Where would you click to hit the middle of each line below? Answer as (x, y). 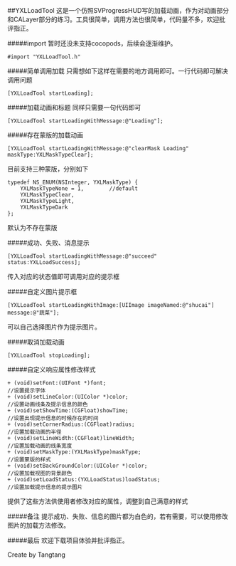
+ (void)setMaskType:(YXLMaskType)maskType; (74, 452)
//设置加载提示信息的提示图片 (45, 487)
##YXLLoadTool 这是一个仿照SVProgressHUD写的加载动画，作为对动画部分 (118, 10)
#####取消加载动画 (36, 342)
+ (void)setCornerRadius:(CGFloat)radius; (71, 424)
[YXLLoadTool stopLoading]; (49, 355)
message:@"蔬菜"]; (33, 313)
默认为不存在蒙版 (32, 227)
